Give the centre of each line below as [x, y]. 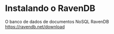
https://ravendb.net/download [35, 26]
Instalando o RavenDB [50, 8]
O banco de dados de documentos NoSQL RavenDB [57, 22]
